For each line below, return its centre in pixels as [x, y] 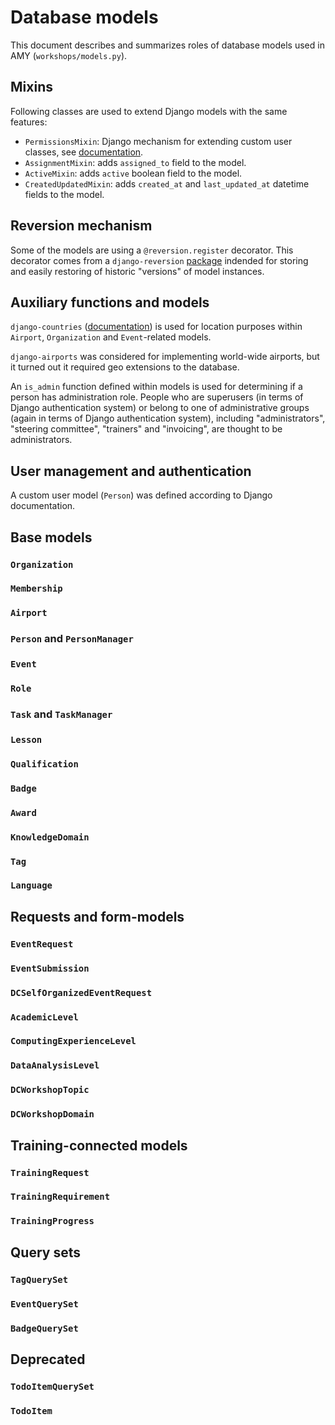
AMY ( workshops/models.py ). [69, 55]
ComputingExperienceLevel [73, 1041]
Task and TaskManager [61, 714]
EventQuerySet [44, 1304]
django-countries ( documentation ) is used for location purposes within [156, 327]
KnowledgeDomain [50, 837]
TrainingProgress [52, 1221]
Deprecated [48, 1359]
